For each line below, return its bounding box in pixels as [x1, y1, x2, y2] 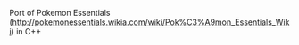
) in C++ [11, 26, 42, 36]
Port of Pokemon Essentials [9, 8, 111, 18]
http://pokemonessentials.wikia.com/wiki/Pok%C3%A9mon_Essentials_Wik [12, 17, 290, 27]
